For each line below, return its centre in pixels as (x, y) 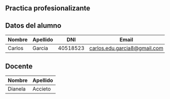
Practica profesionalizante (48, 8)
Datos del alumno (33, 26)
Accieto (42, 89)
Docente (19, 66)
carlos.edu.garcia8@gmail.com (126, 48)
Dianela (17, 89)
